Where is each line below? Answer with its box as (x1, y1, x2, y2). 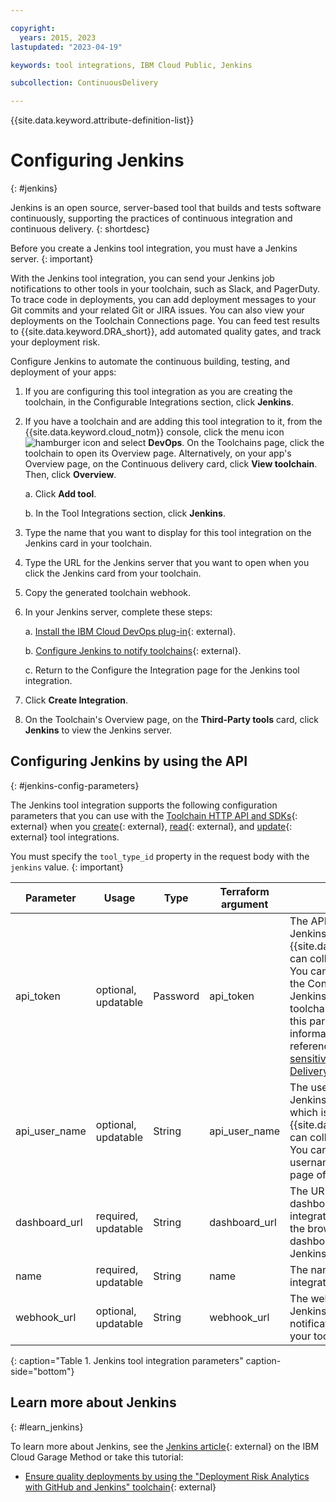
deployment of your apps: (10, 366, 117, 378)
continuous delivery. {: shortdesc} (10, 223, 151, 235)
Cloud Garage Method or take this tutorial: (10, 1451, 184, 1463)
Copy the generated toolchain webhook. (24, 587, 191, 599)
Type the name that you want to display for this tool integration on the (24, 527, 312, 539)
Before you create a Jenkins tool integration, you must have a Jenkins (10, 242, 298, 255)
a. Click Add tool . (24, 488, 97, 500)
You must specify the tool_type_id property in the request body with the (10, 850, 310, 862)
